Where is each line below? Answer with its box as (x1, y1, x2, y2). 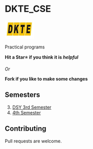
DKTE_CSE (5, 3, 52, 15)
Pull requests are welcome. (5, 138, 62, 144)
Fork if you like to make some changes (5, 76, 88, 82)
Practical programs (5, 44, 45, 50)
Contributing (5, 125, 46, 133)
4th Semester (12, 109, 41, 115)
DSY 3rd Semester (12, 104, 52, 110)
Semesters (5, 90, 40, 100)
